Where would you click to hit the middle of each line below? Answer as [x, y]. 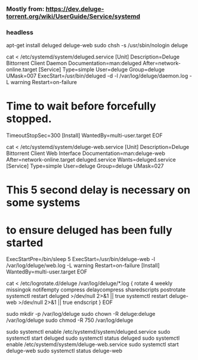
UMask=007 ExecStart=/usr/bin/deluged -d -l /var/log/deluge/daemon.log [97, 76]
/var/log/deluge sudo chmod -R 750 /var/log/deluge [70, 320]
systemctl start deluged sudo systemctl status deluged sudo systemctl [93, 338]
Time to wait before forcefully [81, 106]
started [25, 243]
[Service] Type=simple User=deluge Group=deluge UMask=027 [85, 166]
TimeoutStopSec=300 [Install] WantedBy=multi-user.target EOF [84, 135]
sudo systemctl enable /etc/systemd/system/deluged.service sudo [88, 332]
